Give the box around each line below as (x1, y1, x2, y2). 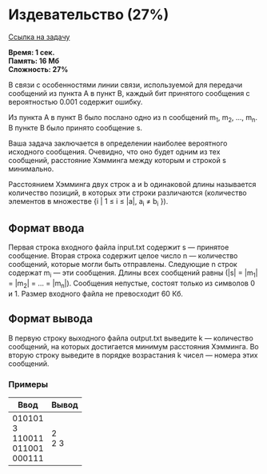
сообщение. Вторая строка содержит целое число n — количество (8, 251, 238, 261)
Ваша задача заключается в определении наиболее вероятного (8, 138, 228, 148)
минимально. (8, 164, 54, 173)
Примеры (8, 378, 49, 389)
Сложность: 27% (8, 64, 69, 74)
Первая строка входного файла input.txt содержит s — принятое (8, 242, 229, 253)
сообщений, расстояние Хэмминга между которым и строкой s (8, 155, 226, 165)
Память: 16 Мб (8, 56, 60, 66)
